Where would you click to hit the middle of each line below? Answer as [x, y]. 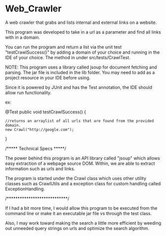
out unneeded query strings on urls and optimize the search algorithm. [77, 228]
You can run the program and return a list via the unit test [63, 47]
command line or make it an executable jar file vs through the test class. [79, 213]
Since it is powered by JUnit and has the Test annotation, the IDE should [79, 87]
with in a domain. [23, 37]
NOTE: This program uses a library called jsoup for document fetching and [81, 67]
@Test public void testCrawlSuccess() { [46, 112]
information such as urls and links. [40, 168]
